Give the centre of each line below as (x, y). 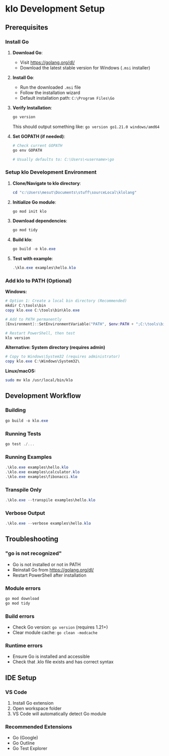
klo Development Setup (55, 9)
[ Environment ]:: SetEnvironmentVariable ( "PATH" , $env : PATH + (70, 324)
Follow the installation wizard (50, 92)
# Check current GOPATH (37, 146)
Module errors (23, 588)
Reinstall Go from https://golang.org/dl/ (53, 570)
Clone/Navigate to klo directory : (47, 183)
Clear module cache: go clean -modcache (55, 633)
